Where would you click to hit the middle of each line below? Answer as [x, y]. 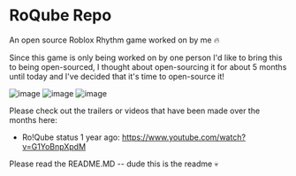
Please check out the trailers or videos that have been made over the [135, 111]
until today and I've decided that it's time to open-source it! [117, 76]
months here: [33, 119]
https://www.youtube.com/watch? [184, 137]
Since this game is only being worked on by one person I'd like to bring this [146, 57]
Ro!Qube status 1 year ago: [71, 137]
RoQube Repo [61, 15]
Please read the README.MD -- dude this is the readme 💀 [114, 164]
